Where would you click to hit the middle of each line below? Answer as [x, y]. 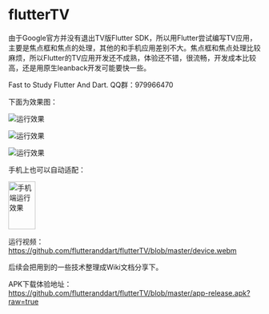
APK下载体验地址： [40, 284]
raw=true [24, 301]
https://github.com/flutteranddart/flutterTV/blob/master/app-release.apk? [129, 292]
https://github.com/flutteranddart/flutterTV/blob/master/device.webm [123, 250]
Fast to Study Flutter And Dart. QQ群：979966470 [91, 85]
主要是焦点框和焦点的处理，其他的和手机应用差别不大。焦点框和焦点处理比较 [134, 48]
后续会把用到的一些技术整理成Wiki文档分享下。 [86, 267]
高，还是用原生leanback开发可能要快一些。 [80, 68]
